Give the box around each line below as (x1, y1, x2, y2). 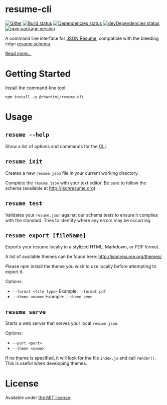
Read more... (5, 50, 32, 56)
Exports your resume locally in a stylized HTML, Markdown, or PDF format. (5, 244, 159, 250)
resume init (5, 158, 43, 165)
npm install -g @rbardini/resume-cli (5, 94, 84, 99)
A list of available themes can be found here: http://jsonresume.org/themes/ (5, 253, 162, 260)
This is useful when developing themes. (5, 360, 88, 366)
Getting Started (5, 68, 71, 80)
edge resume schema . (5, 40, 52, 46)
